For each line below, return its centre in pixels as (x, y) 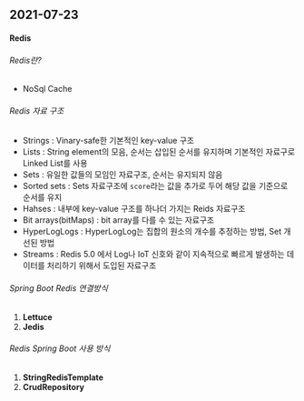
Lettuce (37, 316)
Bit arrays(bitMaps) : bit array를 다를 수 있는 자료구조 (118, 220)
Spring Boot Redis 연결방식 (59, 288)
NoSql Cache (47, 89)
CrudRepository (53, 386)
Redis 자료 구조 (37, 110)
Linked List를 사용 (55, 164)
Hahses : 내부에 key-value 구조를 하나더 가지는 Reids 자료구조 (134, 209)
